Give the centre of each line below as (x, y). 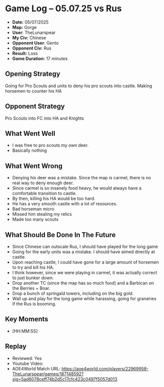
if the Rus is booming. (34, 304)
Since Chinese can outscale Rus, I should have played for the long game (85, 246)
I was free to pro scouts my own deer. (50, 145)
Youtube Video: (28, 363)
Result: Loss (25, 53)
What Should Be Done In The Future (60, 235)
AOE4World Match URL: (36, 368)
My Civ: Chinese (29, 38)
